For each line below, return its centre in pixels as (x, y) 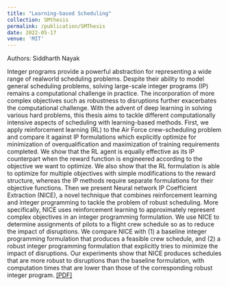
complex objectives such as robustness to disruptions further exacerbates (112, 101)
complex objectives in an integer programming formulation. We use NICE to (113, 217)
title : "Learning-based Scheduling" (59, 13)
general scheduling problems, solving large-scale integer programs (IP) (108, 86)
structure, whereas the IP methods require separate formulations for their (110, 181)
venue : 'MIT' (26, 39)
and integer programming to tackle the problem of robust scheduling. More (113, 203)
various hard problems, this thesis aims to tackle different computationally (111, 115)
